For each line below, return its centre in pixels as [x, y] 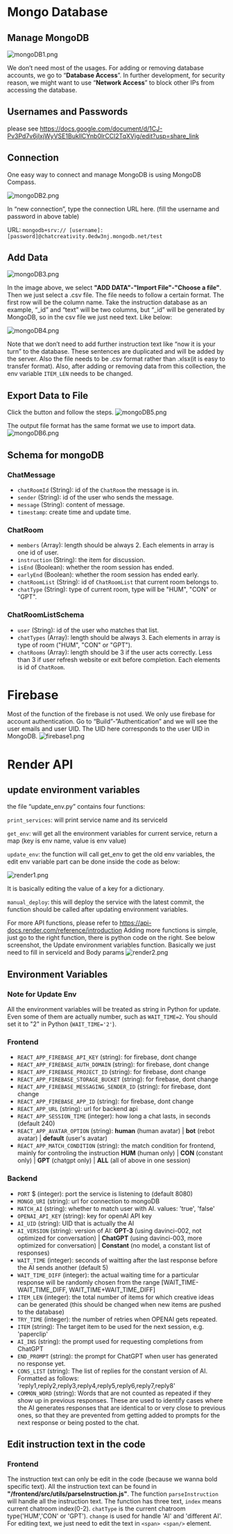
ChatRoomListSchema [46, 615]
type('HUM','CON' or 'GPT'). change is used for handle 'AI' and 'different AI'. [115, 1516]
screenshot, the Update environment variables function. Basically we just [112, 945]
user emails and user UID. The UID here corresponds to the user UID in [109, 729]
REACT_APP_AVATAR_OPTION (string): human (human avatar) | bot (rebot [116, 1131]
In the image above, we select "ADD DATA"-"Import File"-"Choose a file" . [114, 288]
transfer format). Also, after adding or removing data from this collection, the [116, 366]
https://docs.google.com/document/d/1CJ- [101, 129]
